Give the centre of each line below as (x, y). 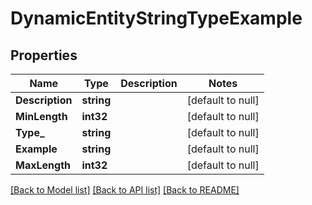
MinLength (41, 116)
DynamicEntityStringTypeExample (156, 18)
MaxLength (43, 165)
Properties (44, 55)
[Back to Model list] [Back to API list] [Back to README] (125, 190)
